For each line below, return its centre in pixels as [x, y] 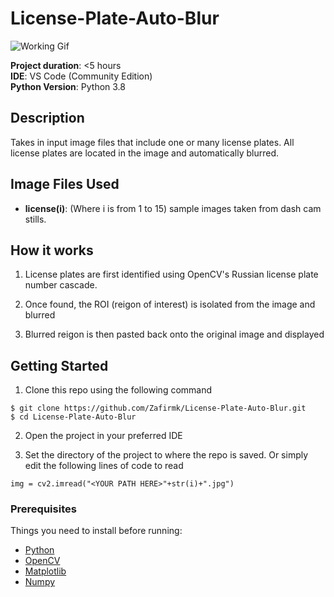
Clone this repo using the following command [118, 390]
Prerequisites [43, 509]
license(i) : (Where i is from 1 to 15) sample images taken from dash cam [173, 208]
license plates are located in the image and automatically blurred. [145, 153]
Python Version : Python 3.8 [68, 86]
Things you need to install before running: [96, 531]
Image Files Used [65, 184]
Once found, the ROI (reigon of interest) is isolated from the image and [170, 304]
